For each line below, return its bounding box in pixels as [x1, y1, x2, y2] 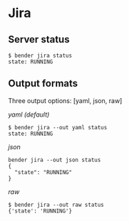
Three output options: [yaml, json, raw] [8, 96, 123, 104]
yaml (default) [8, 110, 50, 119]
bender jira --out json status [8, 156, 101, 163]
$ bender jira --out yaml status [8, 124, 108, 131]
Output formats [8, 77, 78, 90]
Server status [8, 33, 70, 45]
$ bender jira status [8, 52, 73, 59]
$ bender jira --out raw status [8, 201, 104, 208]
